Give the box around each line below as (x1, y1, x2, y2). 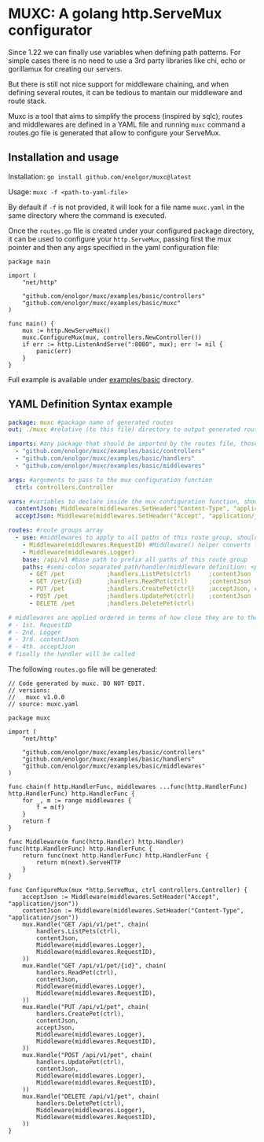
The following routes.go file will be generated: (8, 665, 158, 674)
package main (8, 257, 51, 266)
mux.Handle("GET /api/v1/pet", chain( (22, 921, 149, 929)
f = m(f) (36, 804, 65, 812)
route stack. (8, 96, 47, 105)
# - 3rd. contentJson (8, 635, 79, 643)
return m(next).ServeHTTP (36, 859, 122, 867)
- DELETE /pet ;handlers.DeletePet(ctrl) (28, 599, 195, 607)
